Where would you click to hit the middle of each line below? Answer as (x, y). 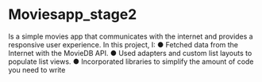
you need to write (37, 69)
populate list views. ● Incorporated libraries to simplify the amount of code (131, 61)
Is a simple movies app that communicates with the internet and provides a (131, 36)
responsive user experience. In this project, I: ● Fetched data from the (123, 44)
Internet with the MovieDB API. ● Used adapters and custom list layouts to (130, 53)
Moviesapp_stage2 (73, 15)
